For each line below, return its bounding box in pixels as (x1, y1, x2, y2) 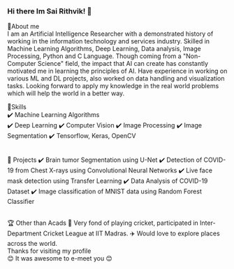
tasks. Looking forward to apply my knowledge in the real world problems (7, 82, 219, 90)
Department (7, 229, 42, 237)
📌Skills (7, 103, 27, 111)
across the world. (7, 240, 58, 248)
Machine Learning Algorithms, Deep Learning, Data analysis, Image (7, 45, 201, 53)
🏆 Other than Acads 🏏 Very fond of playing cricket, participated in (7, 219, 199, 227)
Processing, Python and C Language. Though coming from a (7, 52, 182, 60)
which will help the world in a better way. (7, 89, 125, 97)
